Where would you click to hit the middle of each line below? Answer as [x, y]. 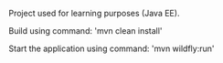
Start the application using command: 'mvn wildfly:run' [111, 48]
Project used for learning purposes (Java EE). [94, 13]
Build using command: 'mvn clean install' [85, 31]
